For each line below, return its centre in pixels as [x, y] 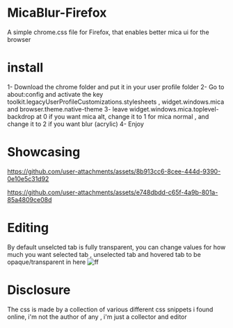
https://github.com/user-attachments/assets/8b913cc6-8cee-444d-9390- [114, 171]
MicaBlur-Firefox [57, 13]
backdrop [21, 116]
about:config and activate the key [55, 94]
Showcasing [44, 152]
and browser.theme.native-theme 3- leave [68, 109]
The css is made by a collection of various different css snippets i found [110, 309]
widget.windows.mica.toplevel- [174, 109]
